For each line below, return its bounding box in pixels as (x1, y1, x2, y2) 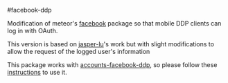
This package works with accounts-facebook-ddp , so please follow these (7, 61, 218, 68)
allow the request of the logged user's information (7, 48, 150, 55)
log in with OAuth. (7, 27, 58, 35)
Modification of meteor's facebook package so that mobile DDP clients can (7, 19, 222, 27)
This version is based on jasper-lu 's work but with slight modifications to (7, 40, 215, 48)
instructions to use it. (7, 68, 67, 76)
